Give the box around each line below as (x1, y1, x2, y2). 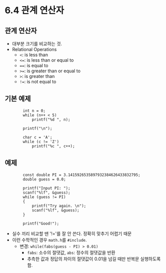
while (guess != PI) (23, 194, 66, 200)
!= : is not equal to (19, 79, 57, 84)
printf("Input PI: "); (23, 186, 71, 191)
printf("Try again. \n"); (31, 203, 86, 208)
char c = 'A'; (23, 134, 52, 140)
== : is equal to (19, 63, 48, 68)
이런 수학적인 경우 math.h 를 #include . (12, 237, 87, 243)
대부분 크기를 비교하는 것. (12, 41, 63, 47)
